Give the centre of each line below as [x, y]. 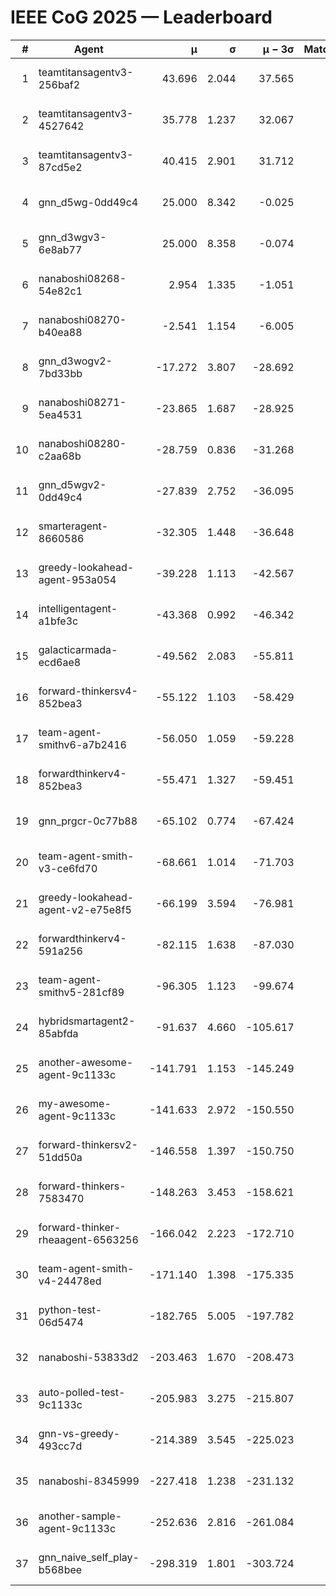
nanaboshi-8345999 [89, 1481]
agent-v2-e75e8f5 [85, 909]
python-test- [70, 1309]
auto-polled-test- [82, 1392]
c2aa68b [60, 456]
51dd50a [60, 1157]
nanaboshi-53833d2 [89, 1357]
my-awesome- [75, 1103]
